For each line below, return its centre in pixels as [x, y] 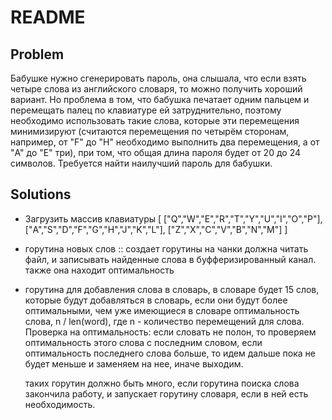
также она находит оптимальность [99, 270]
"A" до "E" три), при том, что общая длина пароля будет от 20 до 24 [155, 152]
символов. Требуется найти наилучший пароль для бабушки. [141, 163]
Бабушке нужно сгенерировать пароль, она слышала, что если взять [158, 78]
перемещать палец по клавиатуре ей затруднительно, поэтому [146, 110]
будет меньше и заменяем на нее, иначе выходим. [134, 363]
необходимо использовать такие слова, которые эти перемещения [155, 120]
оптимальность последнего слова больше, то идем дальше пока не [170, 353]
